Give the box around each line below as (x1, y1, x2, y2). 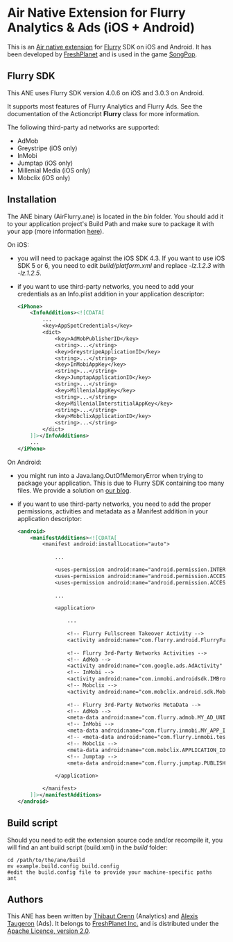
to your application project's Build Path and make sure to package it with (7, 219, 214, 227)
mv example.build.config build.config (7, 863, 119, 870)
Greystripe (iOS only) (17, 144, 78, 152)
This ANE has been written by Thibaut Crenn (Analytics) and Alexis (7, 912, 198, 920)
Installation (7, 193, 57, 206)
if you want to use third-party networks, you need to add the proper (17, 500, 212, 508)
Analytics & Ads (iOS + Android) (7, 19, 196, 35)
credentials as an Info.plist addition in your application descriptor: (17, 289, 205, 298)
